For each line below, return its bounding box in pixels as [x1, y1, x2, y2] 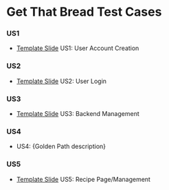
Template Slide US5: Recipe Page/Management [16, 175, 150, 183]
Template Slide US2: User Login [16, 77, 107, 85]
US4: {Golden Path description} [16, 142, 106, 151]
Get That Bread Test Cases [6, 4, 162, 20]
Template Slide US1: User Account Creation [16, 44, 139, 52]
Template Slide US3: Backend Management [16, 110, 139, 118]
